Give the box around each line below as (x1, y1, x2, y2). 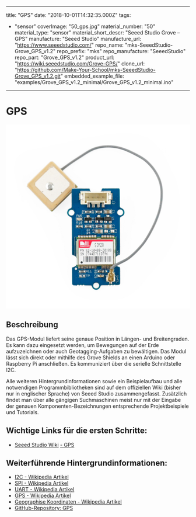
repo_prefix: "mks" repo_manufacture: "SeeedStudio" (57, 48, 186, 54)
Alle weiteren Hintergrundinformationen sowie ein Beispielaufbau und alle (6, 377, 183, 384)
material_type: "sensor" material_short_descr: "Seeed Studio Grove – (14, 29, 180, 36)
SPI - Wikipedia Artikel (14, 480, 69, 487)
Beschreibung (6, 320, 58, 330)
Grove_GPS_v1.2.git (14, 72, 61, 79)
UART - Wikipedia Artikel (14, 486, 75, 493)
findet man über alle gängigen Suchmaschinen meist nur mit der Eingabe (6, 396, 181, 403)
